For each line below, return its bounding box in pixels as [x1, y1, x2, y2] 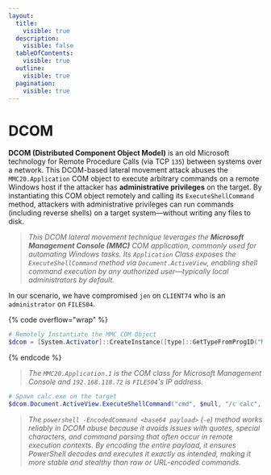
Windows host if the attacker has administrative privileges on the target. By [8, 182, 262, 192]
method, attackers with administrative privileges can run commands [8, 199, 234, 210]
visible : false [23, 42, 74, 50]
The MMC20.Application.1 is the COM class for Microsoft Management [27, 369, 262, 378]
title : [15, 19, 38, 27]
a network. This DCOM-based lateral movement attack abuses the [8, 165, 228, 175]
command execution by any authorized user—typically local [27, 267, 229, 277]
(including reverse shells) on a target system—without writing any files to [8, 208, 252, 218]
